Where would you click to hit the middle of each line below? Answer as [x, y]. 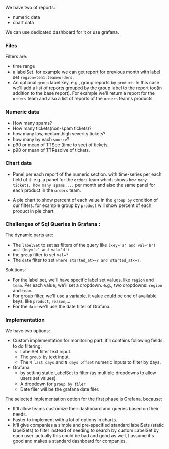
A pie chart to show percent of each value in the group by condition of [85, 200]
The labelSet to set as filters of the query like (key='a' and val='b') [84, 245]
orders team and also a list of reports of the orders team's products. [83, 99]
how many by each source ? [41, 139]
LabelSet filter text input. [46, 352]
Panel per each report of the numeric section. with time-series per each [87, 174]
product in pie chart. [34, 211]
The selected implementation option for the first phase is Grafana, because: [84, 399]
